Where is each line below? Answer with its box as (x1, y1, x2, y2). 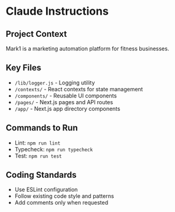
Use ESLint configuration (14, 186, 78, 194)
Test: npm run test (14, 152, 62, 159)
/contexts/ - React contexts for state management (14, 85, 143, 93)
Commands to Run (6, 123, 78, 133)
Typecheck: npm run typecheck (14, 145, 93, 153)
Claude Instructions (6, 4, 109, 18)
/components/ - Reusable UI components (14, 92, 117, 99)
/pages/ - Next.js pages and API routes (14, 98, 114, 105)
